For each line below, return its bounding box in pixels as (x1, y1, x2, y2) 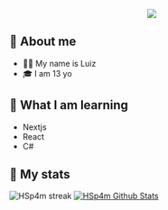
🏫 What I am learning (9, 97, 129, 113)
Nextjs (22, 122, 47, 132)
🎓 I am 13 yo (22, 68, 72, 78)
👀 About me (9, 34, 77, 50)
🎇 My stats (9, 167, 70, 182)
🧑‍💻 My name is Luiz (22, 58, 97, 68)
